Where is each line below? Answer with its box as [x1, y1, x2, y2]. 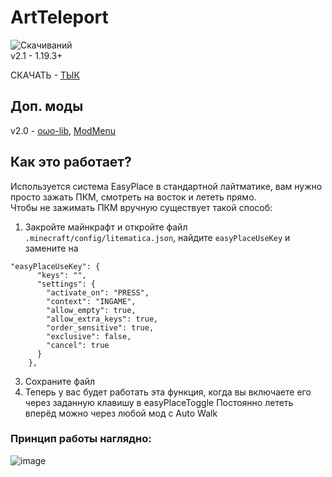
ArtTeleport [10, 6, 109, 29]
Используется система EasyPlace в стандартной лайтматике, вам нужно [10, 180, 323, 192]
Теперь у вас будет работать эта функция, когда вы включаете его [24, 386, 312, 398]
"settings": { [36, 279, 97, 289]
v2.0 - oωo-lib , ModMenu [10, 124, 117, 136]
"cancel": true [46, 340, 110, 350]
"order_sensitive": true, [46, 322, 155, 333]
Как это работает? [10, 154, 132, 171]
